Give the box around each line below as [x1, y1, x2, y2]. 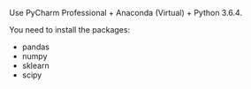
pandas [21, 41, 50, 52]
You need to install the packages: [9, 25, 131, 34]
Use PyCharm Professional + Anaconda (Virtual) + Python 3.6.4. [9, 8, 243, 18]
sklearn [21, 61, 50, 70]
